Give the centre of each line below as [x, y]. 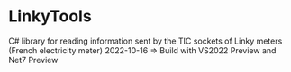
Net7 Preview [33, 60]
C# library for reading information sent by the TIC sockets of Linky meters [145, 41]
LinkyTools [50, 16]
